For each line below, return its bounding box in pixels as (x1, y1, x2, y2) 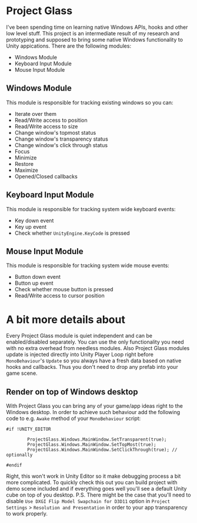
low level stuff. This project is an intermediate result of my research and (6, 29, 180, 36)
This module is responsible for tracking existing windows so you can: (6, 99, 173, 106)
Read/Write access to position (14, 116, 88, 124)
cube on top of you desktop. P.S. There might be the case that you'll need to (6, 491, 191, 498)
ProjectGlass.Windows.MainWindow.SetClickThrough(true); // (27, 447, 178, 453)
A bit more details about (6, 313, 125, 326)
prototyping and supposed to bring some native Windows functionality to (6, 36, 183, 43)
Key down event (14, 216, 54, 224)
